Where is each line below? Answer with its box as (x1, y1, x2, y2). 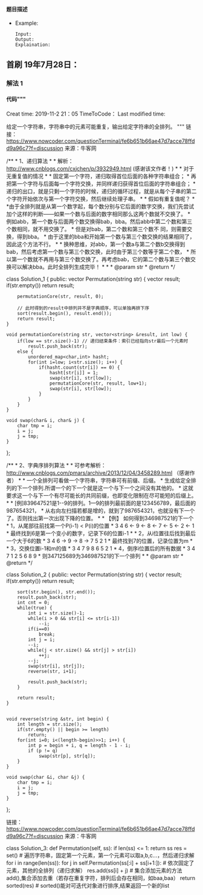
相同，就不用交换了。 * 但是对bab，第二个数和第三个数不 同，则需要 (16, 225, 187, 232)
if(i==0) (28, 626, 50, 632)
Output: (14, 36, 34, 42)
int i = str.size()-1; (28, 610, 85, 616)
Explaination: (14, 42, 51, 48)
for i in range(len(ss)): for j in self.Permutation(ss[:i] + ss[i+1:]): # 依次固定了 (6, 859, 195, 867)
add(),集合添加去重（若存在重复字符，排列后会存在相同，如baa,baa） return (6, 874, 195, 882)
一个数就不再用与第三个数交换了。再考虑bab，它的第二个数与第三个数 (16, 255, 191, 262)
